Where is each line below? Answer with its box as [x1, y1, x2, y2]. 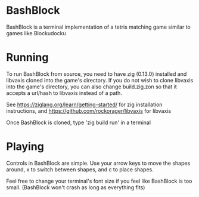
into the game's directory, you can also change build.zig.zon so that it [6, 83, 177, 90]
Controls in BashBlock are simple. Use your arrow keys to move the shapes [6, 159, 191, 167]
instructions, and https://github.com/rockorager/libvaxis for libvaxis [6, 107, 172, 114]
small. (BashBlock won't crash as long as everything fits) [6, 183, 145, 191]
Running [6, 51, 49, 64]
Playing [6, 140, 45, 153]
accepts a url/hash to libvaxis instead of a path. [6, 89, 122, 96]
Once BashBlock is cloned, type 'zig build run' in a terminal [6, 119, 151, 126]
